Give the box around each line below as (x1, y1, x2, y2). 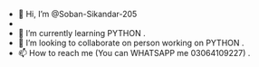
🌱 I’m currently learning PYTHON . (17, 28, 147, 38)
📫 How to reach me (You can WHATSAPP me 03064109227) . (17, 48, 251, 58)
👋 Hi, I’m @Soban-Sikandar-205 (17, 9, 138, 19)
